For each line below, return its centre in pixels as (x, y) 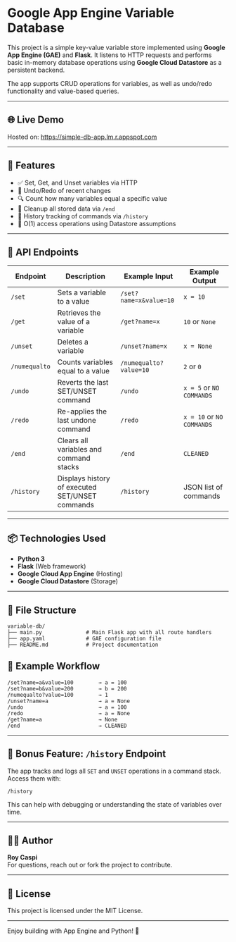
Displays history (84, 478)
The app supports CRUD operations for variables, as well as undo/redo (110, 83)
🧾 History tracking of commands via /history (83, 216)
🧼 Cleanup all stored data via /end (66, 209)
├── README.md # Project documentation (83, 645)
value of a (73, 322)
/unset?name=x (144, 346)
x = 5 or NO (202, 388)
